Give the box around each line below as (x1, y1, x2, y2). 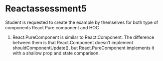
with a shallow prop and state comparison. (12, 50, 100, 56)
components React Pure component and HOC (5, 24, 99, 30)
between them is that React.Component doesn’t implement (12, 39, 134, 45)
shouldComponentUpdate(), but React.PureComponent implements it (12, 45, 155, 51)
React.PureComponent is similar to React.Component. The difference (12, 34, 155, 40)
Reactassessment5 (5, 3, 87, 14)
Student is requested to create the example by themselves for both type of (5, 19, 159, 25)
